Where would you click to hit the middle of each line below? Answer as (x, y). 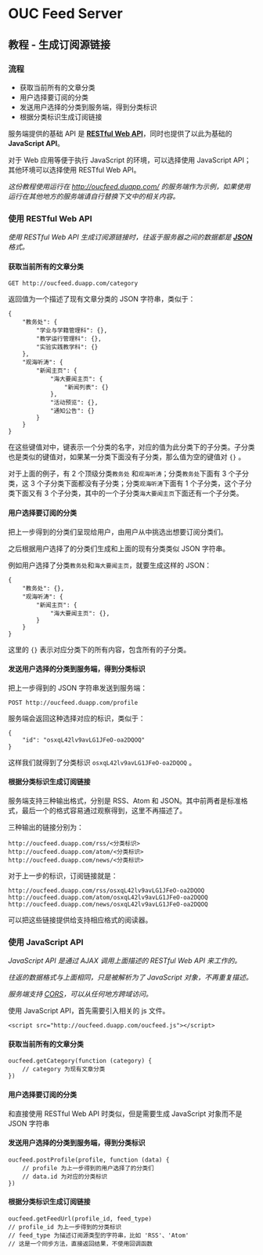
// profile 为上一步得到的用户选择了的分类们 (88, 1168)
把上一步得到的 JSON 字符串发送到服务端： (78, 688)
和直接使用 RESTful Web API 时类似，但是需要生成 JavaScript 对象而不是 (125, 1113)
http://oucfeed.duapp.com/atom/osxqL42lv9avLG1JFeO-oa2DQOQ (108, 897)
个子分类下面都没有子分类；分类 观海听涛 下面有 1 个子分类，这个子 (141, 483)
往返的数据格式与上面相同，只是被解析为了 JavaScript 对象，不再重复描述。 (130, 977)
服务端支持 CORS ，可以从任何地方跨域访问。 (80, 994)
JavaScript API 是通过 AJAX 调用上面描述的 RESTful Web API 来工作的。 (125, 961)
